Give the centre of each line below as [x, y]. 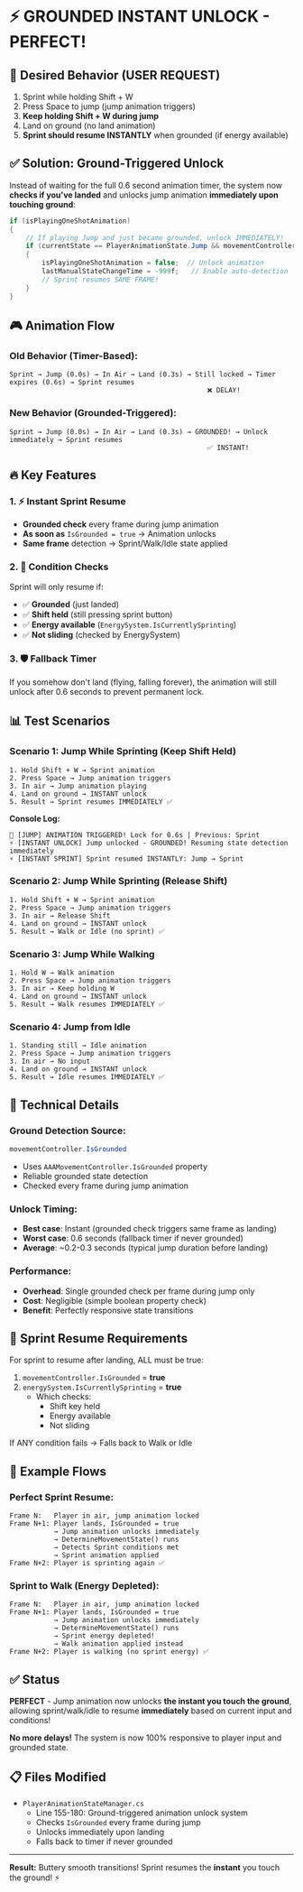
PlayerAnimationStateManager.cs [83, 1804]
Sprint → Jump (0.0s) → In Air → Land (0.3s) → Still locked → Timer [143, 374]
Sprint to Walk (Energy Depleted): [84, 1585]
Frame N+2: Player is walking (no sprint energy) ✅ [109, 1652]
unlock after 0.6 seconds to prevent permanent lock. [107, 691]
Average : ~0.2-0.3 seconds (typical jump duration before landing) [145, 1248]
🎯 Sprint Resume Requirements [98, 1338]
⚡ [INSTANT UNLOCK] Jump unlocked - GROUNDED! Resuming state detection [149, 843]
